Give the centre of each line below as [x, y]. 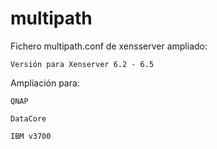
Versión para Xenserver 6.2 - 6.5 [82, 64]
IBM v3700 [31, 136]
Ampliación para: [45, 83]
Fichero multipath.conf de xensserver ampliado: [109, 46]
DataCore [28, 118]
